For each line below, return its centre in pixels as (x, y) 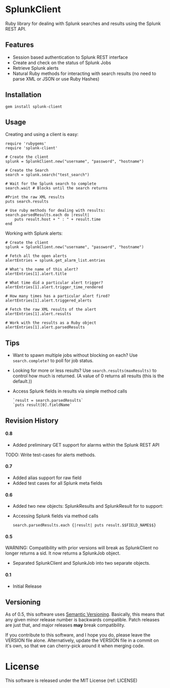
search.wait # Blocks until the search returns (57, 188)
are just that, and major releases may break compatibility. (65, 625)
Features (20, 45)
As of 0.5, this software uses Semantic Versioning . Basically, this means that (85, 614)
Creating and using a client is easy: (42, 134)
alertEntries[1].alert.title (36, 274)
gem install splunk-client (34, 106)
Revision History (32, 420)
